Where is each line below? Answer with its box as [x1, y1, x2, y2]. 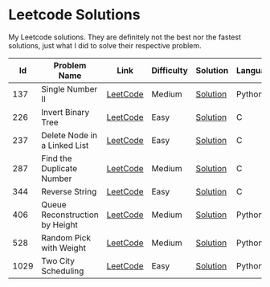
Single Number [41, 83, 98, 94]
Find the [41, 153, 72, 164]
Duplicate [41, 162, 78, 174]
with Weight [41, 242, 87, 253]
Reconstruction [41, 209, 99, 220]
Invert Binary [41, 106, 90, 117]
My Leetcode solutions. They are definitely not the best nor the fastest [8, 32, 241, 42]
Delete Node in [41, 129, 98, 141]
